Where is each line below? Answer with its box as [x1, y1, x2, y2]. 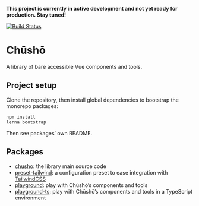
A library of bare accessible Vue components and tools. [6, 63, 143, 70]
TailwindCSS [14, 175, 46, 182]
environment [14, 194, 46, 201]
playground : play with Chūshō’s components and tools [14, 181, 148, 189]
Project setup [6, 80, 58, 91]
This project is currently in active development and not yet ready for [6, 5, 178, 12]
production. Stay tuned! [6, 11, 67, 18]
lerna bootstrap [6, 119, 46, 125]
